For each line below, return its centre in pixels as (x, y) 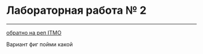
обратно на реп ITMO (34, 32)
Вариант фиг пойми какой (40, 44)
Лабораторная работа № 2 (76, 10)
